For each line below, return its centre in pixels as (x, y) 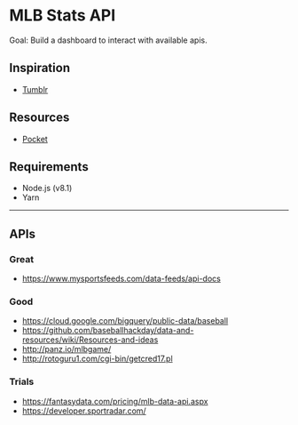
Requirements (49, 167)
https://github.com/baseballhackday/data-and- (108, 331)
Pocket (35, 139)
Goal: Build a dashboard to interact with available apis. (108, 40)
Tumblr (35, 89)
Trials (22, 381)
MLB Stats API (63, 16)
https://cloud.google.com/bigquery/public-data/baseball (125, 321)
